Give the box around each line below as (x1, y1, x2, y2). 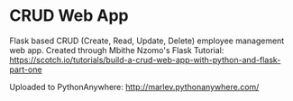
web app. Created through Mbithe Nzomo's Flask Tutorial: (9, 44, 224, 55)
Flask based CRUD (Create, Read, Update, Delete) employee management (9, 35, 285, 46)
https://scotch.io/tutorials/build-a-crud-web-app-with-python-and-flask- (9, 54, 281, 65)
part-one (9, 64, 42, 75)
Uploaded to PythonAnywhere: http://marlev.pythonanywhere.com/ (9, 81, 260, 92)
